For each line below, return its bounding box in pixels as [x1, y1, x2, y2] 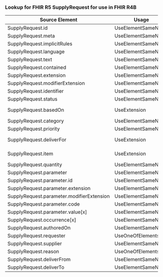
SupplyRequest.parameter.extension [7, 185, 91, 192]
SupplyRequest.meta [7, 33, 55, 39]
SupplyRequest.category [7, 118, 64, 124]
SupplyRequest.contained [7, 64, 66, 71]
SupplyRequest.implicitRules [7, 40, 73, 47]
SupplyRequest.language [7, 48, 65, 55]
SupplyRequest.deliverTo [7, 264, 65, 271]
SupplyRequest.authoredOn [7, 225, 71, 231]
